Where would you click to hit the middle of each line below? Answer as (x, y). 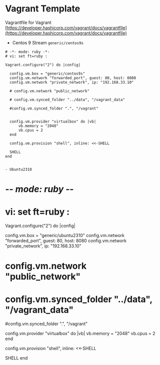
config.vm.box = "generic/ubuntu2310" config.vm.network (65, 236)
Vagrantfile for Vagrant (28, 22)
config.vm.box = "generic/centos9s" (47, 73)
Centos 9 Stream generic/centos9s (48, 42)
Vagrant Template (43, 9)
